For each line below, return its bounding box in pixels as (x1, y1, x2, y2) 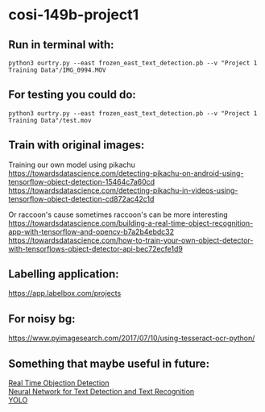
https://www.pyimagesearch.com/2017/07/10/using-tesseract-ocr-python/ (8, 333, 255, 343)
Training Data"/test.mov (8, 116, 92, 124)
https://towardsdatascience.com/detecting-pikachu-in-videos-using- (8, 185, 238, 195)
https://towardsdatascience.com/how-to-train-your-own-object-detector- (8, 235, 254, 245)
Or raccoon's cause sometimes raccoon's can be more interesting (8, 210, 228, 219)
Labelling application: (8, 268, 119, 281)
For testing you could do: (8, 88, 137, 102)
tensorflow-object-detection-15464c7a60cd (8, 177, 155, 186)
